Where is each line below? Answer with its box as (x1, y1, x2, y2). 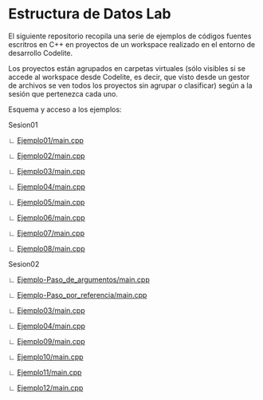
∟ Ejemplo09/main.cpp (8, 336, 85, 346)
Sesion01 (8, 120, 38, 129)
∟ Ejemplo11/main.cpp (8, 367, 82, 377)
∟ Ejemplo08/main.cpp (8, 244, 85, 253)
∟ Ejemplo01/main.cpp (8, 135, 84, 145)
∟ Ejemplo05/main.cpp (8, 197, 85, 207)
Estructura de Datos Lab (8, 5, 171, 23)
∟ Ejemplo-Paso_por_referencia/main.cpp (8, 290, 147, 299)
